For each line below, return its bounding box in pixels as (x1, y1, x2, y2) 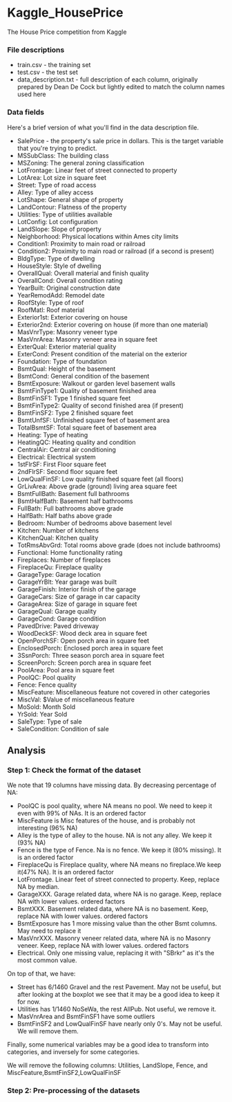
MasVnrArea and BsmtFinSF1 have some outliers (17, 1012, 155, 1021)
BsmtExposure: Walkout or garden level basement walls (17, 379, 176, 387)
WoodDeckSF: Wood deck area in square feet (17, 629, 147, 637)
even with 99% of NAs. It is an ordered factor (17, 809, 146, 818)
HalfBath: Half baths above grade (17, 511, 113, 520)
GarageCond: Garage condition (17, 614, 106, 623)
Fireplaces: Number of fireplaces (17, 555, 111, 564)
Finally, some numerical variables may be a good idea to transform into (7, 1040, 209, 1049)
